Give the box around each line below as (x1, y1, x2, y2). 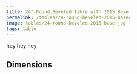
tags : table (6, 25, 36, 32)
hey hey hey (6, 42, 37, 49)
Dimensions (6, 60, 53, 70)
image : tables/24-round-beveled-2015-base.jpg (6, 20, 126, 26)
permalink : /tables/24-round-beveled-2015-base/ (6, 14, 132, 20)
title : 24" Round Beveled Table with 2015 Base (6, 8, 129, 15)
